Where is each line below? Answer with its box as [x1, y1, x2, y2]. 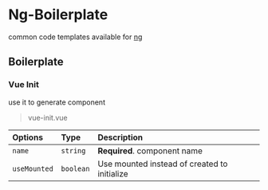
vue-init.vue [27, 113, 68, 122]
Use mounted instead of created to [97, 158, 228, 169]
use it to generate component [8, 97, 106, 107]
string [61, 146, 86, 155]
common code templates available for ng [8, 32, 143, 42]
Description [97, 132, 144, 143]
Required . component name [97, 145, 203, 156]
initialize [97, 168, 129, 179]
